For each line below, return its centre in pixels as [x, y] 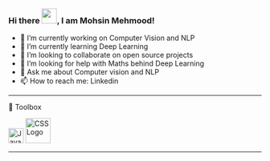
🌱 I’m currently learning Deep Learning [84, 46]
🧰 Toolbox [25, 107]
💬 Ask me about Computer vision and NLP [89, 72]
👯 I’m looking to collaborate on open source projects [106, 55]
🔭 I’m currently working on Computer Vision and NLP [107, 38]
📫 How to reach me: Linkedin [69, 81]
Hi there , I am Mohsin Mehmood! [82, 20]
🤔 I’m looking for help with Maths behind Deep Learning [112, 63]
